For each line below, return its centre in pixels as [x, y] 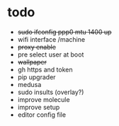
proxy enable [37, 47]
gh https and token [45, 69]
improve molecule [44, 99]
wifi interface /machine [51, 39]
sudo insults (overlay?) [51, 92]
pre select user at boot [51, 55]
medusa [29, 84]
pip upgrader [36, 77]
